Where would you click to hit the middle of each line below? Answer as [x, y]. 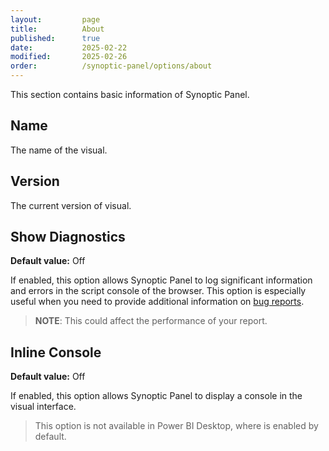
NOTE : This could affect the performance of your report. [151, 321]
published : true [55, 38]
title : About [57, 29]
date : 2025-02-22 [69, 47]
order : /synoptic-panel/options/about [111, 66]
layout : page [55, 19]
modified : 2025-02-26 [69, 57]
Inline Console [56, 352]
